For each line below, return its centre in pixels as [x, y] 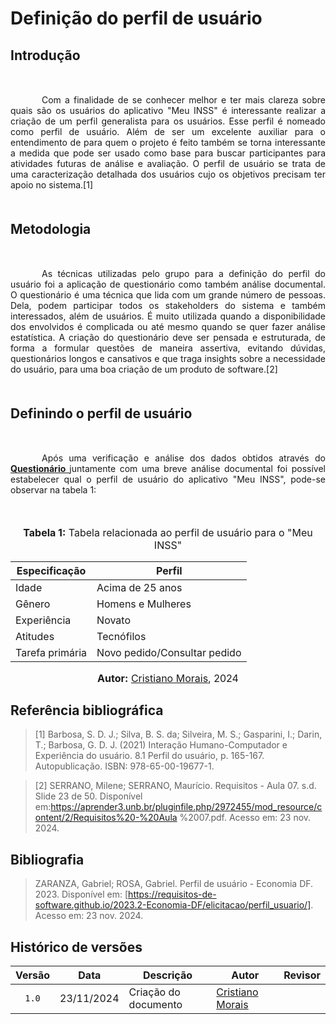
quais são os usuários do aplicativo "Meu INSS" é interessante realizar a [168, 110]
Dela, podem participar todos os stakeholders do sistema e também [168, 305]
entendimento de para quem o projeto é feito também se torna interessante [168, 142]
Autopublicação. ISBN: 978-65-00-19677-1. [124, 766]
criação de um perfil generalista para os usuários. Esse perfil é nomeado [168, 121]
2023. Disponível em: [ [81, 894]
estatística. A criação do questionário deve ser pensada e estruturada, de [168, 337]
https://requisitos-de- [172, 894]
